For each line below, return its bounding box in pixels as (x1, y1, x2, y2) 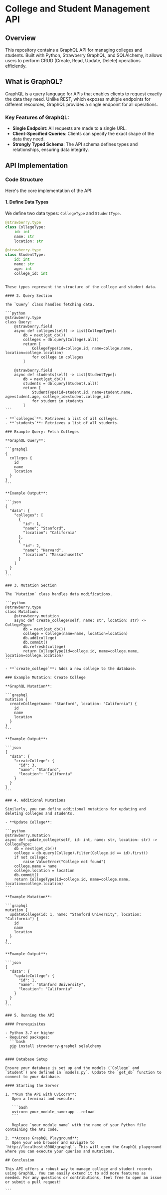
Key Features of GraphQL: (5, 114, 69, 121)
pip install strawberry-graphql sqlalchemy (9, 1044, 101, 1049)
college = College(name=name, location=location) (23, 631, 128, 636)
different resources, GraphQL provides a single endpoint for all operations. (5, 101, 158, 107)
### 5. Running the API (5, 1012, 55, 1018)
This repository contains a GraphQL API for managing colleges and (5, 47, 143, 53)
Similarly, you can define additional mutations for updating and (5, 806, 146, 811)
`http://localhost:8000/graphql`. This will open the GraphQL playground (5, 1144, 162, 1149)
